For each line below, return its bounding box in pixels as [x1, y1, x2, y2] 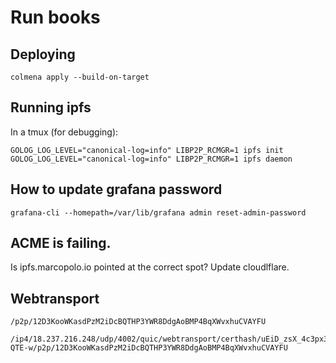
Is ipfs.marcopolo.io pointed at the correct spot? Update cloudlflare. [10, 261, 290, 273]
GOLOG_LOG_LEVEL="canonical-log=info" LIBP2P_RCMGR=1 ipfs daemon [10, 154, 293, 164]
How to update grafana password [10, 181, 223, 198]
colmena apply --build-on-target [10, 72, 150, 82]
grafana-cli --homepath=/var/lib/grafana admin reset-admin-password [10, 207, 307, 218]
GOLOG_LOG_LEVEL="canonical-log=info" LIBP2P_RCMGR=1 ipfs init [10, 145, 284, 155]
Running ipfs [10, 99, 92, 116]
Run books [10, 6, 101, 29]
